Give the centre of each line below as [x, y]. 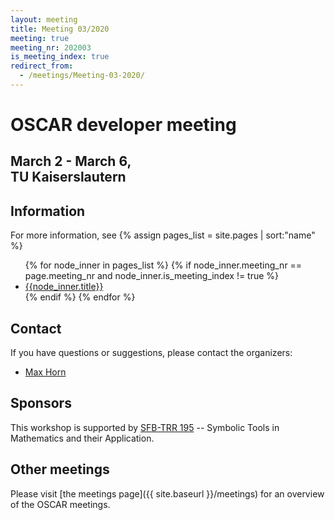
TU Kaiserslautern [68, 177]
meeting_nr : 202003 [51, 47]
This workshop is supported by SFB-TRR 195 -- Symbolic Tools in [145, 427]
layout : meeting [44, 19]
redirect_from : [42, 66]
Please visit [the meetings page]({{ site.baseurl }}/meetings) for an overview [167, 493]
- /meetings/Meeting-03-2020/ [82, 76]
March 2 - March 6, [71, 161]
